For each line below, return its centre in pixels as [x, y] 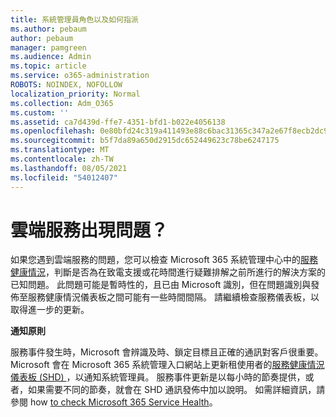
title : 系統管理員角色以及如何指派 [74, 19]
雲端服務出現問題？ [89, 230]
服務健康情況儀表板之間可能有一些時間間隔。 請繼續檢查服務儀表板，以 [173, 297]
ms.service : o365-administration [80, 76]
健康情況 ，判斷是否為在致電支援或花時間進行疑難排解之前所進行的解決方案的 [168, 272]
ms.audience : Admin [51, 57]
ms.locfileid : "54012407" [64, 177]
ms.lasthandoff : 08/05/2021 [69, 168]
